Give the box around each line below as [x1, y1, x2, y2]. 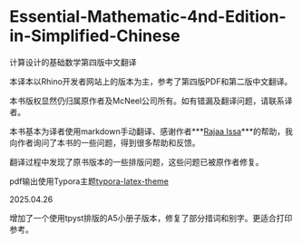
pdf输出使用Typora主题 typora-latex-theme [9, 175, 170, 187]
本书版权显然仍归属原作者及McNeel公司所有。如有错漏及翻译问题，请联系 [9, 95, 285, 106]
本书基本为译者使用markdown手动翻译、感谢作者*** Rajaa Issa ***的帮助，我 [9, 125, 293, 137]
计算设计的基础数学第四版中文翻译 [9, 56, 137, 67]
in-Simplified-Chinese [9, 25, 181, 46]
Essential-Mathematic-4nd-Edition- [9, 6, 287, 27]
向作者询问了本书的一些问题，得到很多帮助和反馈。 [9, 137, 200, 148]
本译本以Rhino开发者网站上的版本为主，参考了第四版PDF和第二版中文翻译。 [9, 75, 293, 87]
